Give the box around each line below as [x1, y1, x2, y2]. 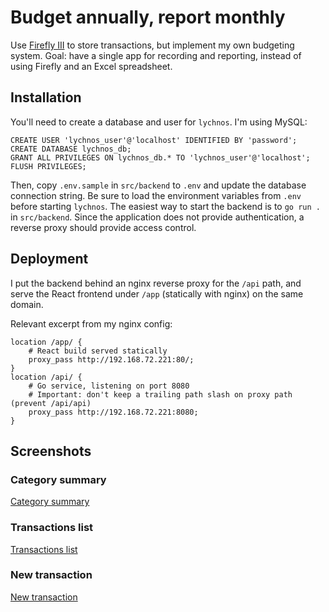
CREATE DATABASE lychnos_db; [10, 144, 132, 154]
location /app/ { [10, 337, 83, 347]
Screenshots [10, 442, 92, 460]
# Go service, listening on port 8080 [28, 381, 190, 391]
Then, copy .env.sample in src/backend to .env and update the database [10, 179, 307, 191]
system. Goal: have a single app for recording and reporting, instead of [10, 49, 302, 61]
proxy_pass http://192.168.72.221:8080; [28, 407, 199, 417]
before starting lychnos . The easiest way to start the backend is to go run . [10, 200, 321, 212]
